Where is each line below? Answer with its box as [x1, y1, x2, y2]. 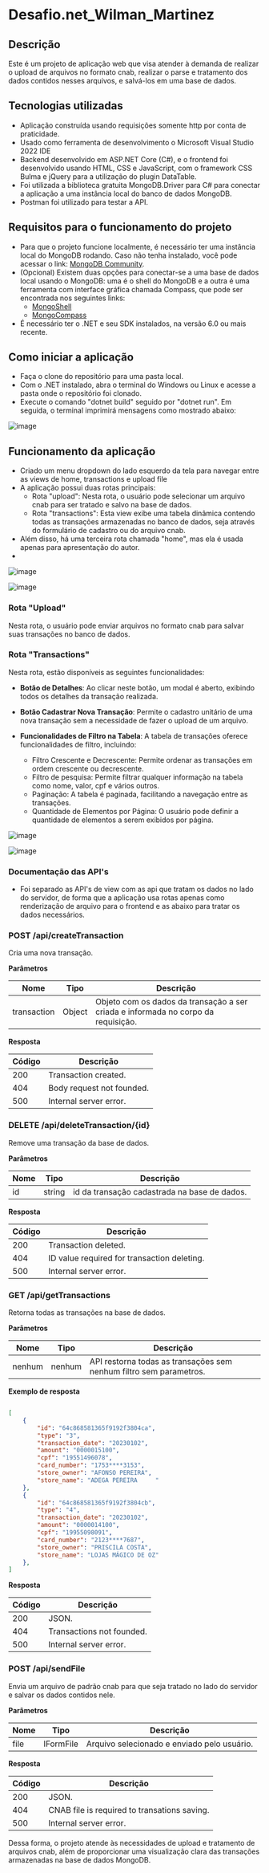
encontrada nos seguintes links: [19, 293, 126, 303]
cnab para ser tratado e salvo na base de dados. [31, 500, 192, 510]
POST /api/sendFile [8, 1663, 86, 1675]
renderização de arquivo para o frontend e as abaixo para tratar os [19, 902, 240, 911]
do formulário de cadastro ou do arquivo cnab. [31, 526, 186, 535]
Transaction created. [48, 1069, 126, 1081]
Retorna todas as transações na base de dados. [8, 1308, 166, 1317]
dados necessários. [19, 910, 86, 920]
